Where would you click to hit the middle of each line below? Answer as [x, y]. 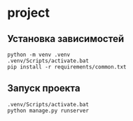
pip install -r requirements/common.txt [67, 67]
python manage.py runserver [48, 111]
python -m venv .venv [39, 55]
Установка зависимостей [66, 39]
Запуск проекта [44, 88]
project [29, 13]
